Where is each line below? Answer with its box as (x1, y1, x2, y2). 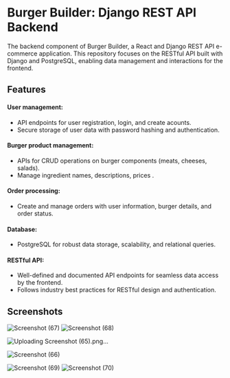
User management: (7, 103, 64, 111)
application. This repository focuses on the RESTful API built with (38, 49, 223, 58)
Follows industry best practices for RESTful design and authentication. (16, 286, 216, 294)
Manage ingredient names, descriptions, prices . (16, 171, 154, 179)
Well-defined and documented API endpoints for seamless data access (16, 271, 219, 279)
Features (7, 84, 46, 95)
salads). (16, 163, 40, 172)
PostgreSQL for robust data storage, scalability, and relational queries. (16, 240, 216, 248)
